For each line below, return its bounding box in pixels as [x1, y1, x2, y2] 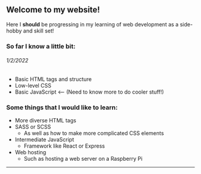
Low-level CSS [14, 82, 52, 89]
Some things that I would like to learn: [6, 103, 118, 112]
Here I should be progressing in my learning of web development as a [6, 20, 179, 28]
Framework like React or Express [23, 142, 105, 149]
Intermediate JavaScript [14, 136, 74, 143]
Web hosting [14, 149, 47, 156]
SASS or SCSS [14, 123, 51, 131]
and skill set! [23, 27, 54, 34]
